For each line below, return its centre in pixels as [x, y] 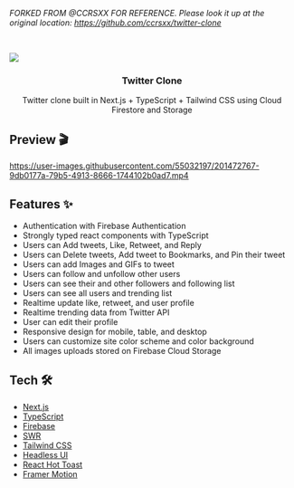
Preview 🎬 [39, 139]
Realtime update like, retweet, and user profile [108, 302]
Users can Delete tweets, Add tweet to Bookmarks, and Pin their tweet [154, 254]
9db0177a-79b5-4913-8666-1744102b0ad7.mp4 [99, 176]
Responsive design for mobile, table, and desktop [115, 331]
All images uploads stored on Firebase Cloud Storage [122, 350]
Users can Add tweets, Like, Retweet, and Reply [112, 244]
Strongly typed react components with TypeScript [116, 235]
